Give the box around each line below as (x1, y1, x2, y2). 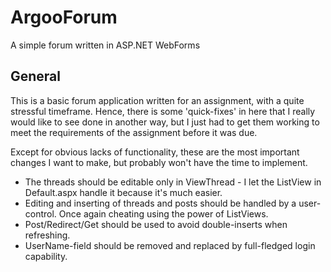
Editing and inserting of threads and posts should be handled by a (24, 197, 297, 209)
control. (24, 207, 57, 220)
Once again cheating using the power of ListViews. (58, 207, 269, 220)
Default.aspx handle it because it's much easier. (24, 186, 223, 198)
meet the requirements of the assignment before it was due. (10, 126, 258, 138)
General (10, 68, 62, 85)
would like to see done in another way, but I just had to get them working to (10, 116, 320, 128)
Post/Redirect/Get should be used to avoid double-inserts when (24, 218, 288, 230)
